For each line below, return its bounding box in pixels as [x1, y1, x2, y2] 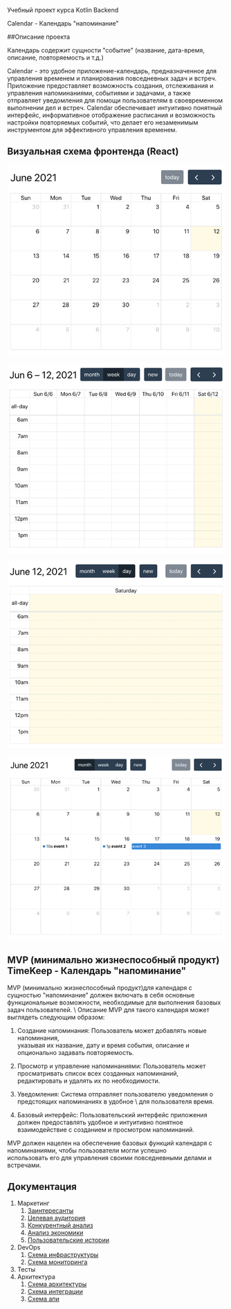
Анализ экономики [27, 1229, 84, 1237]
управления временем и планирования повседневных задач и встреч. [7, 74, 217, 82]
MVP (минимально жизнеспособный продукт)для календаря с [7, 983, 192, 992]
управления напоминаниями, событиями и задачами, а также [7, 89, 192, 97]
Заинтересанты [27, 1207, 74, 1215]
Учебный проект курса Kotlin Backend [7, 6, 119, 14]
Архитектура [17, 1273, 55, 1281]
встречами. [7, 1161, 41, 1169]
